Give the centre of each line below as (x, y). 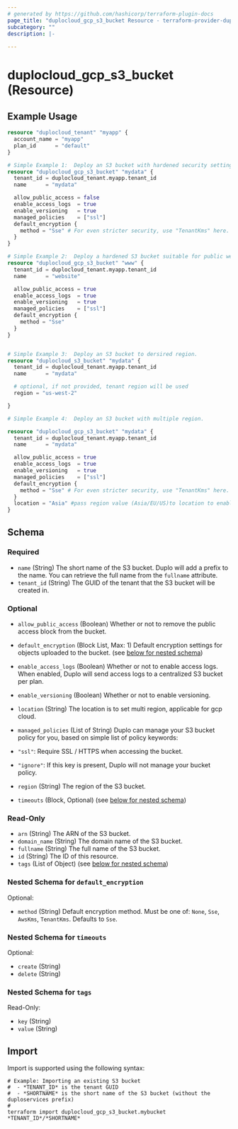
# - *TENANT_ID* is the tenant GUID (63, 1087)
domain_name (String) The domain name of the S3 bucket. (100, 841)
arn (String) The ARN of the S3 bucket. (74, 834)
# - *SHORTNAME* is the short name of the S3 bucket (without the (109, 1094)
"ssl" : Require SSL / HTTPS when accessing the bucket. (100, 752)
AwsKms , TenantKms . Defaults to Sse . (68, 919)
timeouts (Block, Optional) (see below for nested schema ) (102, 800)
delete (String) (39, 974)
